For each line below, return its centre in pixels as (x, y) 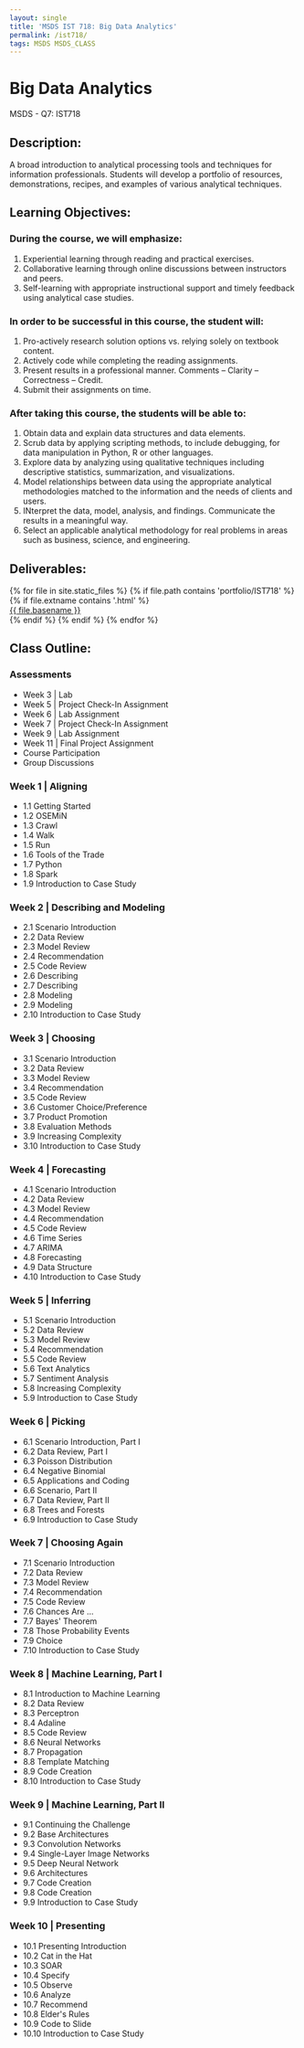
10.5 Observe (47, 1985)
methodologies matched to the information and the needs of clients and (157, 492)
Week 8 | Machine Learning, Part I (86, 1673)
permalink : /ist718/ (49, 35)
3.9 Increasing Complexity (72, 1136)
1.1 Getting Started (57, 806)
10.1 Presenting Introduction (74, 1946)
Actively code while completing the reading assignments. (131, 360)
